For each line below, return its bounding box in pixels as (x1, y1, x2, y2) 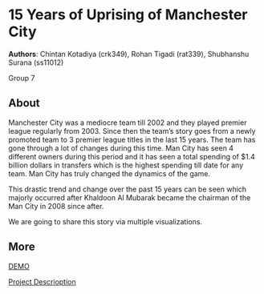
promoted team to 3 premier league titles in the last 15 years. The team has (8, 135, 256, 144)
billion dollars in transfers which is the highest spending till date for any (8, 160, 244, 170)
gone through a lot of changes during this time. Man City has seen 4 (8, 143, 234, 153)
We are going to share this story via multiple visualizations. (8, 216, 203, 226)
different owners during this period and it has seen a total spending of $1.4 (8, 151, 255, 161)
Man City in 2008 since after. (8, 201, 104, 211)
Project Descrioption (8, 276, 76, 286)
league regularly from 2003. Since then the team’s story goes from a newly (8, 126, 256, 135)
